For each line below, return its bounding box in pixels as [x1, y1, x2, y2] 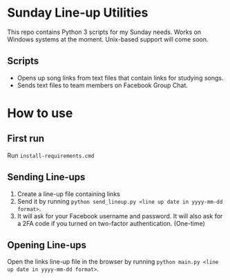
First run [7, 133, 45, 145]
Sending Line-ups [7, 171, 86, 183]
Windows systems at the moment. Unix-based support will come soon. [7, 35, 209, 43]
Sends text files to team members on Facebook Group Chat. [17, 81, 189, 89]
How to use [7, 105, 73, 121]
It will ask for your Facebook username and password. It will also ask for [17, 211, 223, 220]
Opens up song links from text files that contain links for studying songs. [17, 73, 224, 82]
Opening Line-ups [7, 239, 87, 251]
